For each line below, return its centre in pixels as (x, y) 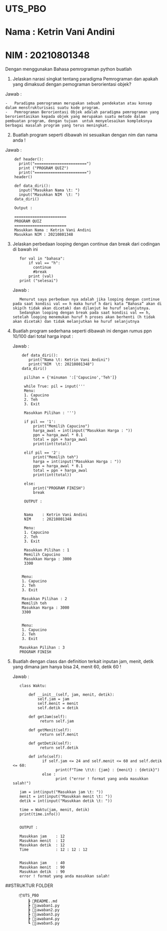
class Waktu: (33, 686)
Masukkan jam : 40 (42, 863)
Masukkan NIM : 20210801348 (44, 235)
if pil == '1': (40, 422)
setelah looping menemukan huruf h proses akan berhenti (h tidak (84, 317)
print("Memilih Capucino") (61, 426)
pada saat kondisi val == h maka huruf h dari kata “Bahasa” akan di (87, 304)
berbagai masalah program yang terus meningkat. (57, 125)
